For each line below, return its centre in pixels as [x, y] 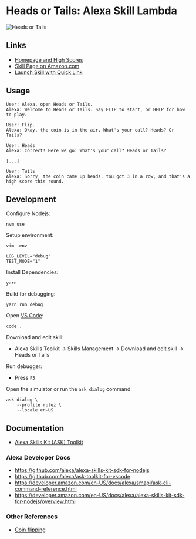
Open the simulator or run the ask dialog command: [69, 389]
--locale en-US [35, 410]
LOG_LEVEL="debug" [28, 256]
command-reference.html [46, 489]
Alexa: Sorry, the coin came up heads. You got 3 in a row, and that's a [98, 176]
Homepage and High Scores [49, 59]
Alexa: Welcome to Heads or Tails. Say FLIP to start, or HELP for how [95, 109]
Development [31, 199]
